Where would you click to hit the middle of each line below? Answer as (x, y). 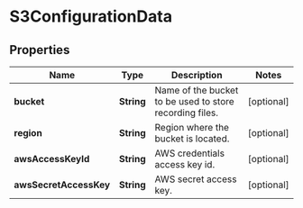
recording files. (187, 113)
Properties (40, 50)
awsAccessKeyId (52, 159)
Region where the (192, 127)
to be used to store (194, 101)
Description (197, 75)
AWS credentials (190, 153)
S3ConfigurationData (91, 17)
